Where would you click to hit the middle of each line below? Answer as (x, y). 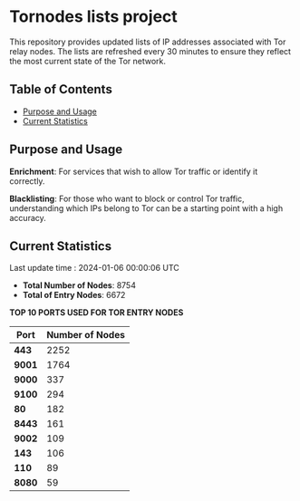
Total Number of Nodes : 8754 (79, 285)
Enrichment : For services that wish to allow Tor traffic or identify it (134, 171)
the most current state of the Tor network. (87, 61)
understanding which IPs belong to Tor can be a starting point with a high (146, 208)
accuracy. (28, 217)
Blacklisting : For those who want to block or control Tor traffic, (127, 198)
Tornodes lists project (94, 17)
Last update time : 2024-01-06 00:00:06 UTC (94, 268)
